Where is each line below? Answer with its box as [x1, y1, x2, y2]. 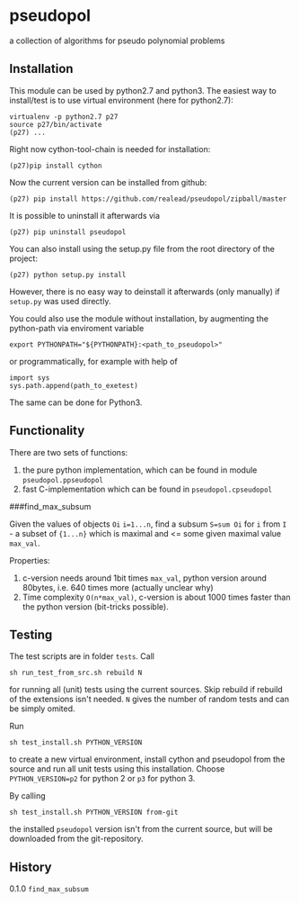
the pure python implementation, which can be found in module [22, 465, 258, 475]
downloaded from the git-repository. [9, 834, 144, 844]
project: [9, 253, 39, 264]
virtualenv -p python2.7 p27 [9, 112, 119, 122]
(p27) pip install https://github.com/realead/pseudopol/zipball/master [9, 194, 287, 203]
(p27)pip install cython [9, 161, 102, 170]
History [9, 859, 52, 874]
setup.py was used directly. [9, 295, 111, 306]
